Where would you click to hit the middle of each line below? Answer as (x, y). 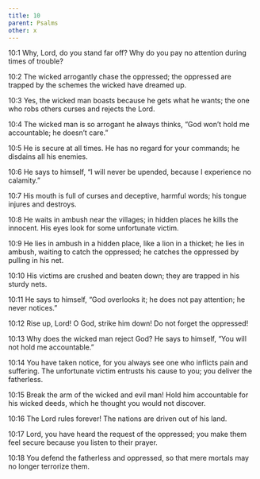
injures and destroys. (42, 204)
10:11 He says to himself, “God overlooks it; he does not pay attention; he (127, 299)
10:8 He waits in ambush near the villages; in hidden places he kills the (123, 220)
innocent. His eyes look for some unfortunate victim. (94, 228)
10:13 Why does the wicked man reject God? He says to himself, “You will (128, 339)
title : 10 (25, 15)
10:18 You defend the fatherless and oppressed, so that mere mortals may (129, 458)
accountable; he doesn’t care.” (58, 133)
